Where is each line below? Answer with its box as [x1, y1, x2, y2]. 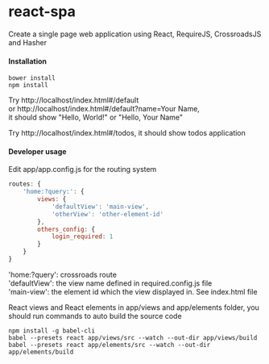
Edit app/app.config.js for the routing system [8, 165, 157, 174]
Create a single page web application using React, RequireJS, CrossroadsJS [8, 29, 262, 39]
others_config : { [37, 225, 95, 233]
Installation [8, 56, 47, 66]
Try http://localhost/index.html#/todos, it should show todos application [8, 128, 246, 138]
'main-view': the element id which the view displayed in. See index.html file [8, 287, 258, 296]
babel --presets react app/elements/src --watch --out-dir [8, 341, 211, 349]
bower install [8, 74, 56, 82]
